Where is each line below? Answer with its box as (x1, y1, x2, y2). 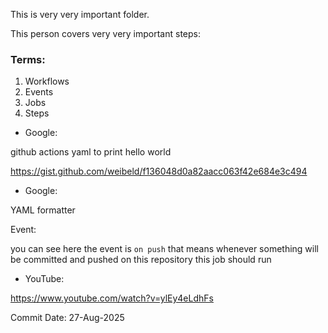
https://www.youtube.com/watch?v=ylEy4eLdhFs (10, 292, 214, 304)
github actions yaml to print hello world (10, 146, 172, 158)
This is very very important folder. (10, 9, 150, 20)
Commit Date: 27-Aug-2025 (10, 312, 125, 324)
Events (24, 86, 54, 98)
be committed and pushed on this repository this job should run (10, 254, 272, 266)
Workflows (24, 75, 70, 88)
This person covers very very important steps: (10, 28, 202, 39)
